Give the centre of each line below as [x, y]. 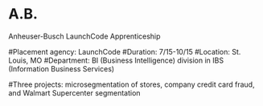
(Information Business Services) [62, 68]
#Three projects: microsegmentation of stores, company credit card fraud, [131, 84]
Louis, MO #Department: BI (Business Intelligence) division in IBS [116, 60]
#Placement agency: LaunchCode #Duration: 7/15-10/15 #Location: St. [125, 51]
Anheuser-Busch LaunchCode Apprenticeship [84, 36]
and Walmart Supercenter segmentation [74, 92]
